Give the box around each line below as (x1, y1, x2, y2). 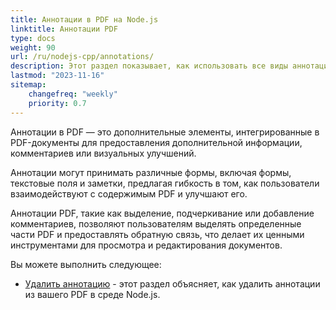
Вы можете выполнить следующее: (10, 258, 162, 270)
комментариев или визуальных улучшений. (10, 147, 197, 159)
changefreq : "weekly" (28, 89, 118, 99)
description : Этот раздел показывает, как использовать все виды (10, 61, 288, 71)
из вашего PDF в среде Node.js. (24, 288, 161, 300)
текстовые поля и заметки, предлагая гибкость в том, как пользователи (10, 177, 320, 189)
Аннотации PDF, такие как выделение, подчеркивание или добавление (10, 207, 315, 219)
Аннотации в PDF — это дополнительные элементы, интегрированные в (10, 126, 320, 138)
